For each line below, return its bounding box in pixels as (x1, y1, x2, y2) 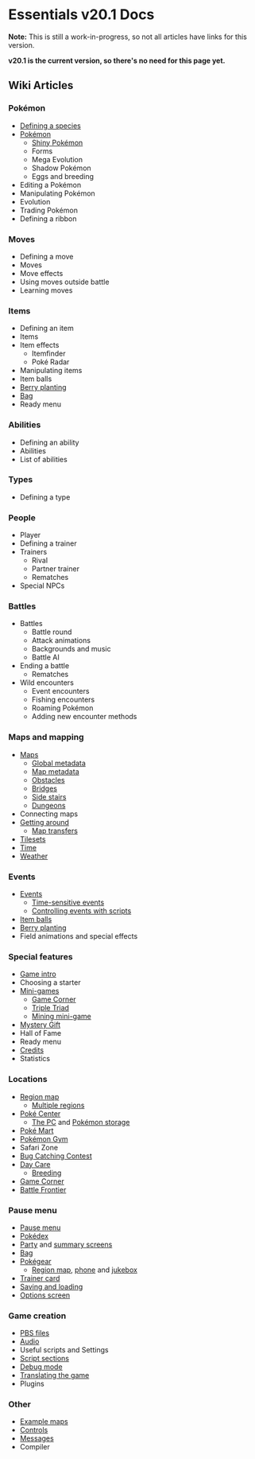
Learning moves (19, 285, 73, 295)
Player (19, 531, 41, 540)
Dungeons (31, 800, 66, 810)
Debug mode (19, 1362, 63, 1371)
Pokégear (19, 1256, 52, 1266)
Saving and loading (19, 1282, 83, 1291)
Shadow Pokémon (31, 163, 91, 173)
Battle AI (31, 652, 60, 662)
